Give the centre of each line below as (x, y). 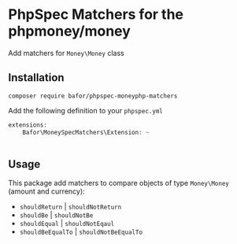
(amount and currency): (46, 191)
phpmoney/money (70, 31)
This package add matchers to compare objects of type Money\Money (119, 183)
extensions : (28, 125)
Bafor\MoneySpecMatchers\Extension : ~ (86, 132)
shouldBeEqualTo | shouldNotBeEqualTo (81, 232)
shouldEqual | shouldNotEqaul (67, 224)
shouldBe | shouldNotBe (56, 215)
